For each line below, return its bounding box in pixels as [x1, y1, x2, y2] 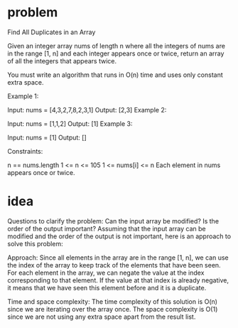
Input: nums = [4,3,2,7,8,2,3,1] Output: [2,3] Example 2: [7, 105, 167, 114]
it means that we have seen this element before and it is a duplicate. [7, 283, 207, 292]
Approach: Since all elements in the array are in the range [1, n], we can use [7, 253, 229, 262]
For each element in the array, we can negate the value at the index [7, 268, 205, 277]
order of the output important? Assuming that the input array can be [7, 224, 206, 233]
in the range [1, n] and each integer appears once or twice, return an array [7, 49, 225, 58]
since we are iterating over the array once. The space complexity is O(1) [7, 305, 218, 313]
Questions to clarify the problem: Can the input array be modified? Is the [7, 216, 219, 225]
